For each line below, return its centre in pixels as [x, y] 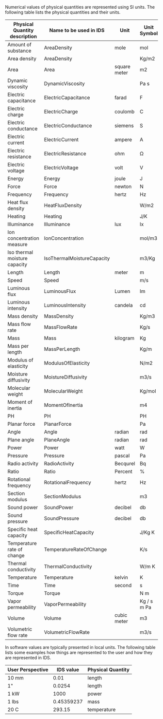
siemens [124, 125]
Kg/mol [148, 391]
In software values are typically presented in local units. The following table [80, 647]
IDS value [68, 670]
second [123, 585]
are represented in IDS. [28, 658]
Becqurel [125, 464]
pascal [122, 456]
